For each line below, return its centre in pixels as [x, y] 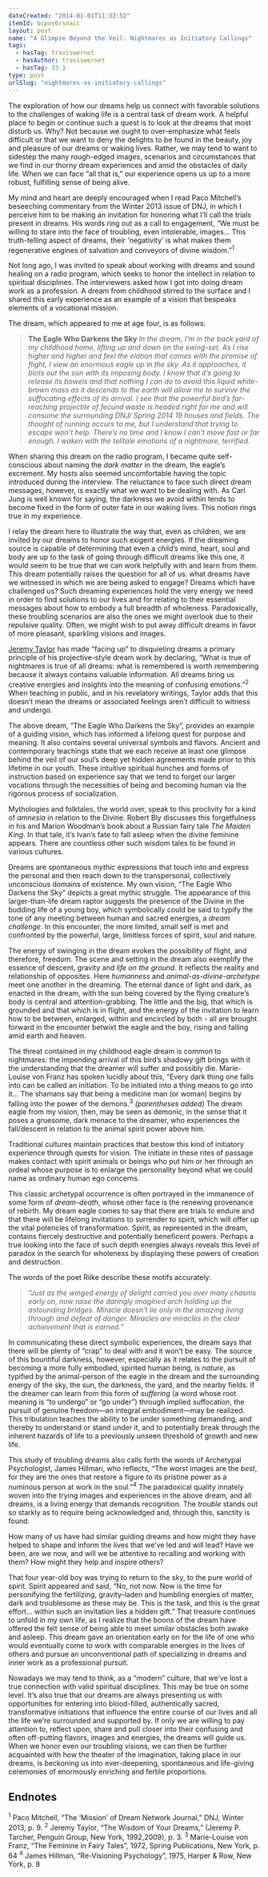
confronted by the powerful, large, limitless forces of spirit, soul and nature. [133, 935]
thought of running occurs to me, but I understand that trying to [133, 424]
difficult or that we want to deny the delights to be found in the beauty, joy [130, 139]
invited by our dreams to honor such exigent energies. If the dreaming [124, 540]
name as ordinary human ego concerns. [74, 1178]
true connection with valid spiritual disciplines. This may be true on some [129, 1686]
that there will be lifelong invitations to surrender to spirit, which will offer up [134, 1219]
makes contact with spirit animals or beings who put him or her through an [131, 1161]
